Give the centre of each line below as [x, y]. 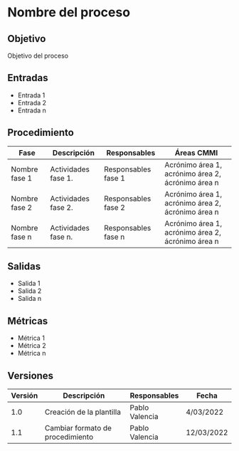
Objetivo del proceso [38, 55]
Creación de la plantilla [83, 412]
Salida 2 [30, 291]
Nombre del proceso [69, 12]
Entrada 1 [31, 95]
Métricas [28, 321]
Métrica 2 [32, 346]
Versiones [31, 375]
